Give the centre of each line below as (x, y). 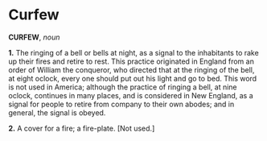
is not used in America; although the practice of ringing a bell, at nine (123, 87)
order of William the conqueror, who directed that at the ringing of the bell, (131, 69)
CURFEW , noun (34, 37)
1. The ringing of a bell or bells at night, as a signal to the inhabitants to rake (133, 52)
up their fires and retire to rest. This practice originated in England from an (131, 61)
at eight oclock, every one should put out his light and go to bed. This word (133, 78)
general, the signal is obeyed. (57, 112)
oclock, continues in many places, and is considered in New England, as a (131, 95)
